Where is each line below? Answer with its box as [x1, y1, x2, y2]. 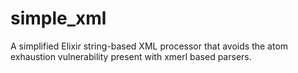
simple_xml [10, 7, 107, 30]
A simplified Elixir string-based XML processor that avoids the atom [10, 40, 289, 52]
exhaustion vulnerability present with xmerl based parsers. [10, 50, 252, 62]
